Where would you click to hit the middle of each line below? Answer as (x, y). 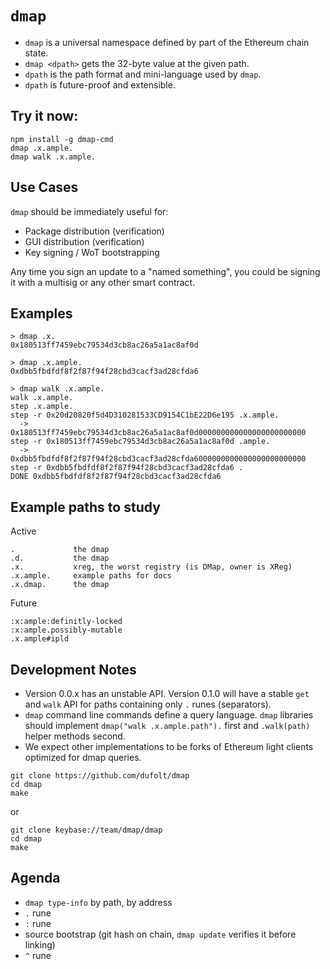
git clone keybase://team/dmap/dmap (86, 830)
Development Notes (73, 669)
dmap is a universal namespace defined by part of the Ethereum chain (167, 42)
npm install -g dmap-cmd (62, 139)
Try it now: (44, 116)
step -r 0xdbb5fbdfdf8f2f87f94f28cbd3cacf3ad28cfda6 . (127, 468)
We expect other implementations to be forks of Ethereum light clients (169, 746)
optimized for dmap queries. (83, 757)
